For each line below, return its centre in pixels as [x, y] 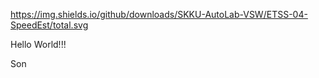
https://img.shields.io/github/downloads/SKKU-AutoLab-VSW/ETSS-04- [159, 14]
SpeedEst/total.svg [49, 25]
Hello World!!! [38, 44]
